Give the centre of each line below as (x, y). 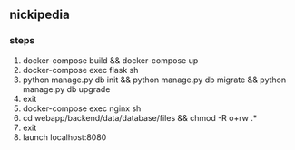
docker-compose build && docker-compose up (110, 60)
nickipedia (39, 15)
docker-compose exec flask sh (80, 70)
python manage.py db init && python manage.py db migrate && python (154, 80)
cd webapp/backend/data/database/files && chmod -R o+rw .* (140, 117)
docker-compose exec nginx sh (82, 108)
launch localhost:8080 (64, 137)
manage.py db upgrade (66, 89)
